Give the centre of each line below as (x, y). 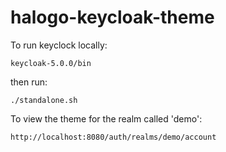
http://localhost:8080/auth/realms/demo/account (113, 137)
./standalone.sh (44, 100)
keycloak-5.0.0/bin (51, 63)
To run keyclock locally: (59, 45)
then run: (29, 82)
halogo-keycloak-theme (112, 17)
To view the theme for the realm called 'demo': (106, 118)
